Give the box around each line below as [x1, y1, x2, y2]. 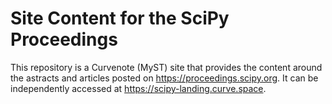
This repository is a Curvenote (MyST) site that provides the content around [10, 61, 323, 73]
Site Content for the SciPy [10, 7, 230, 30]
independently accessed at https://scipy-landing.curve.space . [10, 82, 267, 94]
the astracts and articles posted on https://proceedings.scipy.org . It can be [10, 72, 319, 84]
